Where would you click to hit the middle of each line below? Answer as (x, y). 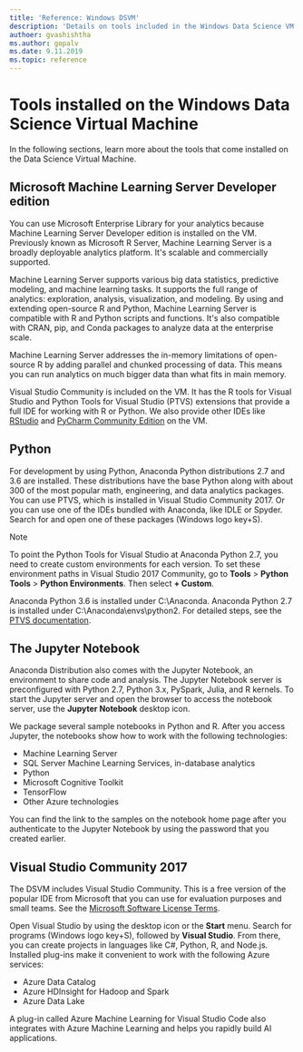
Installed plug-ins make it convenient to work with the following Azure (140, 955)
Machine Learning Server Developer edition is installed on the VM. (133, 233)
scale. (20, 337)
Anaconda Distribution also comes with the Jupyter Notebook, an (132, 670)
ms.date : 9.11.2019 (46, 52)
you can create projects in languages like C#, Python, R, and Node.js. (139, 945)
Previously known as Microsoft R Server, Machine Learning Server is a (141, 242)
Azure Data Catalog (59, 982)
